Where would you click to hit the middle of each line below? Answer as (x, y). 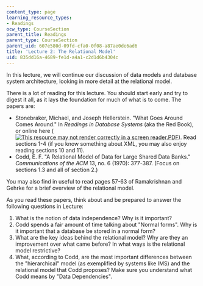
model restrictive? (38, 250)
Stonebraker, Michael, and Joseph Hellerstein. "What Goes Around (99, 118)
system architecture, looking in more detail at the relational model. (89, 81)
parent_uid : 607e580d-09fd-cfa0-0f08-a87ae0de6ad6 (72, 46)
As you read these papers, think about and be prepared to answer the (94, 199)
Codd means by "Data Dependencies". (64, 276)
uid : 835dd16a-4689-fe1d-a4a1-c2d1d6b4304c (62, 57)
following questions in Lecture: (45, 206)
